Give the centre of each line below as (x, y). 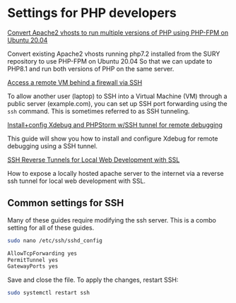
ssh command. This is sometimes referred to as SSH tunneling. (99, 111)
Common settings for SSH (66, 203)
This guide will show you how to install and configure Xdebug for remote (113, 138)
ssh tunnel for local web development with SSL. (77, 181)
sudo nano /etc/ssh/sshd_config (55, 240)
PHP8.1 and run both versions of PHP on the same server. (91, 69)
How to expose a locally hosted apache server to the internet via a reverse (116, 173)
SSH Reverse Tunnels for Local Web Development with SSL (94, 160)
